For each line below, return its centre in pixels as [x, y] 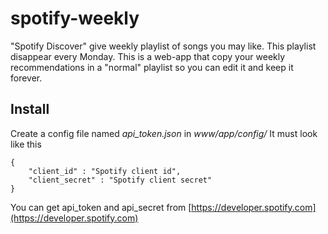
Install [30, 109]
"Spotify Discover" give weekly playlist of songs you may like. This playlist [163, 46]
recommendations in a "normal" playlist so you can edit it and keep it [152, 67]
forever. [26, 78]
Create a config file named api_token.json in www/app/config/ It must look [164, 133]
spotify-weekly [75, 18]
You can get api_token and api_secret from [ [101, 207]
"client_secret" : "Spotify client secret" [120, 180]
